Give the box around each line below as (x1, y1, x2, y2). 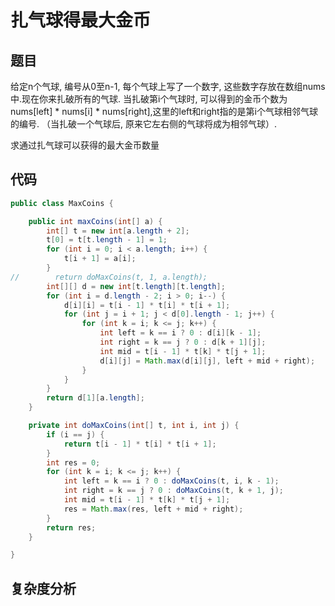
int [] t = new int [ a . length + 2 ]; (46, 226, 190, 236)
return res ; (46, 522, 97, 533)
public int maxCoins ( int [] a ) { (28, 216, 163, 226)
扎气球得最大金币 (10, 9, 152, 32)
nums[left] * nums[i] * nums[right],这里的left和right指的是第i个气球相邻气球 (10, 106, 318, 117)
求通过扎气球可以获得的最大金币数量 (10, 139, 160, 151)
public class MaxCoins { (10, 198, 114, 208)
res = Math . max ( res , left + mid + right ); (63, 504, 244, 514)
